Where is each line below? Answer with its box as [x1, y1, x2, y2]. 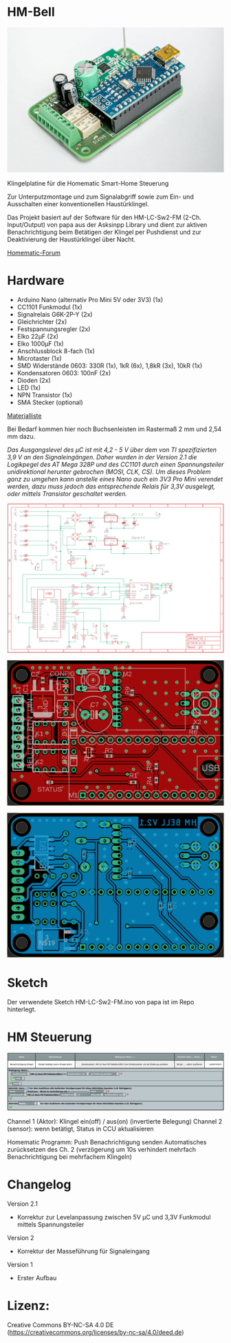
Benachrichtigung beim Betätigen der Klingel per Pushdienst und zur [7, 228, 201, 236]
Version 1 [7, 1260, 33, 1269]
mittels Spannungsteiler [16, 1220, 85, 1228]
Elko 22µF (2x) [16, 332, 59, 340]
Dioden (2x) [16, 376, 52, 384]
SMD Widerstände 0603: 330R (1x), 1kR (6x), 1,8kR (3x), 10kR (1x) [16, 361, 203, 370]
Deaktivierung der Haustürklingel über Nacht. [7, 235, 136, 243]
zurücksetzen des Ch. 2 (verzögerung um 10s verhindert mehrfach [7, 1145, 196, 1153]
